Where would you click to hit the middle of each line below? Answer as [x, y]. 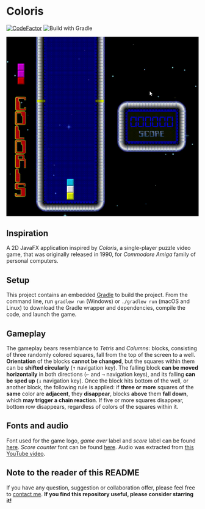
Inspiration [27, 233]
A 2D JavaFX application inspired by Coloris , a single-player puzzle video [99, 248]
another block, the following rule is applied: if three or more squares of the [100, 387]
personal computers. [33, 261]
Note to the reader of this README [73, 473]
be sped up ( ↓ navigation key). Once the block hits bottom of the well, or [98, 381]
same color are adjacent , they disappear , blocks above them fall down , [97, 394]
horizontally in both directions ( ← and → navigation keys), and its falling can [101, 374]
